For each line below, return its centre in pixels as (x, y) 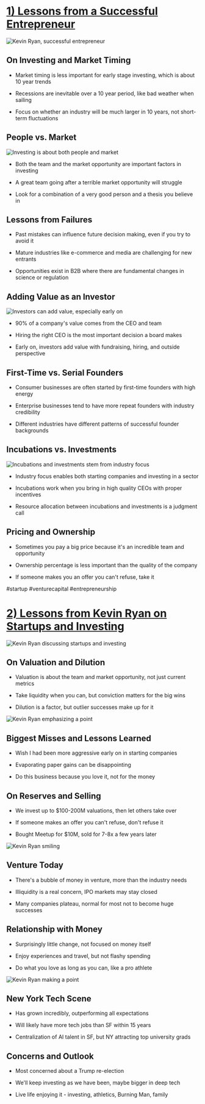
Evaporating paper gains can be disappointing (73, 765)
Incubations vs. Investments (62, 450)
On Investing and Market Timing (69, 60)
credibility (28, 412)
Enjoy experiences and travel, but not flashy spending (83, 956)
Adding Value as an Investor (61, 296)
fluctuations (43, 118)
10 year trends (33, 81)
